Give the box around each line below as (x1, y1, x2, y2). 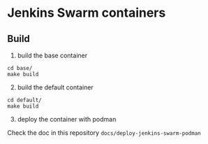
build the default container (17, 83, 94, 92)
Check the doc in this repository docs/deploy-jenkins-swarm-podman (7, 129, 201, 137)
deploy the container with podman (17, 115, 117, 123)
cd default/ (7, 96, 42, 103)
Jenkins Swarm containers (7, 5, 166, 21)
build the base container (17, 51, 88, 59)
